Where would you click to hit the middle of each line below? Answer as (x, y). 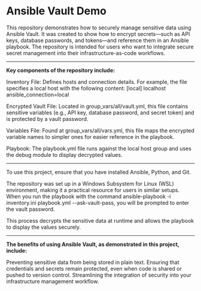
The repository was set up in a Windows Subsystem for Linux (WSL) (90, 183)
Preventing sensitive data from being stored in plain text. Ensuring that (93, 262)
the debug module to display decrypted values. (64, 154)
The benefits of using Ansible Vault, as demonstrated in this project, (93, 244)
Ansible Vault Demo (56, 11)
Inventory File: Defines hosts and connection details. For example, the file (97, 81)
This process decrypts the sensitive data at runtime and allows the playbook (100, 220)
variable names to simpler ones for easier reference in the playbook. (90, 137)
